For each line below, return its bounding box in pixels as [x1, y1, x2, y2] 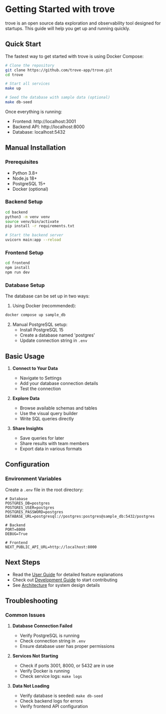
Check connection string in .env [19, 638, 86, 644]
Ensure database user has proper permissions [19, 643, 115, 649]
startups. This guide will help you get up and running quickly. [5, 25, 131, 31]
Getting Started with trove [5, 4, 115, 15]
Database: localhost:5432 [12, 129, 66, 135]
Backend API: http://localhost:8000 [12, 124, 85, 130]
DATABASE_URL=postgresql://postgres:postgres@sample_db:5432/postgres [5, 514, 155, 519]
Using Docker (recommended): [12, 303, 76, 309]
